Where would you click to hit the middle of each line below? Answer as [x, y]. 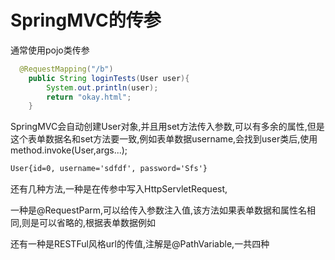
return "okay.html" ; [89, 97]
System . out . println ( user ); [102, 87]
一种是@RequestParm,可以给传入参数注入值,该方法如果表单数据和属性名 [159, 210]
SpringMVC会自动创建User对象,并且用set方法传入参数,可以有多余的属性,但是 [167, 127]
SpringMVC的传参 [86, 20]
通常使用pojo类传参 [50, 50]
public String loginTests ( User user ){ [109, 78]
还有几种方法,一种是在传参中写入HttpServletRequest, [119, 189]
